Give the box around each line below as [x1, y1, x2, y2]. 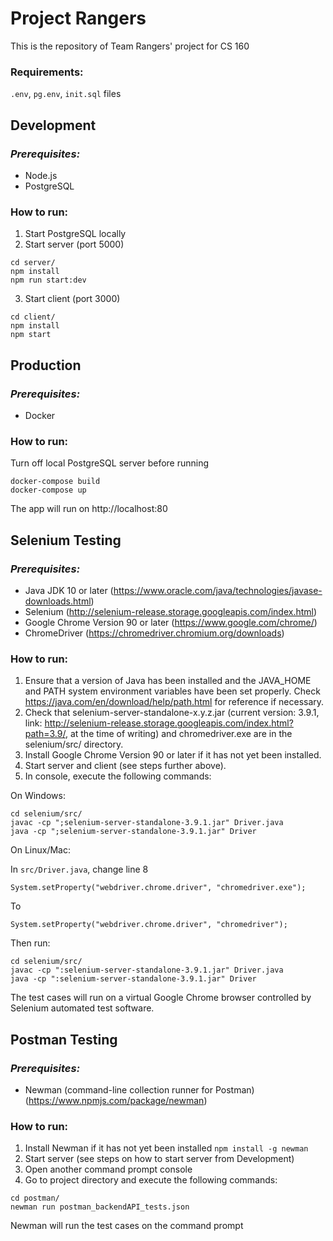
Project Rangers [10, 7, 147, 30]
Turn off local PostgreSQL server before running [10, 457, 210, 469]
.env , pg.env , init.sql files [10, 88, 122, 100]
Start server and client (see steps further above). [24, 760, 227, 772]
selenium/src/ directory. [24, 738, 124, 751]
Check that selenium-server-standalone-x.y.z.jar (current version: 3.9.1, [24, 707, 320, 719]
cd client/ [10, 312, 56, 322]
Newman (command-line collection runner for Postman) [24, 1083, 255, 1096]
